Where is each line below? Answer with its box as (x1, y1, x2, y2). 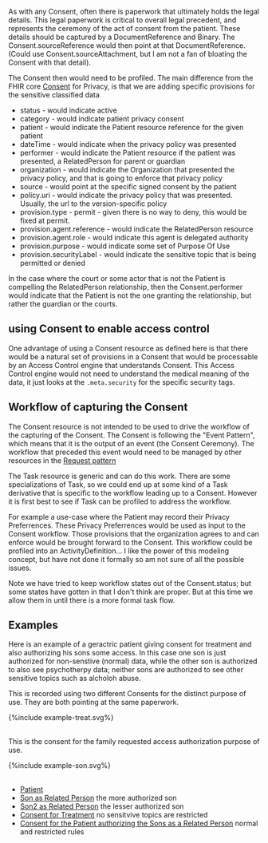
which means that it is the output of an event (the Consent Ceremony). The (8, 438, 254, 448)
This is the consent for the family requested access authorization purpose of (8, 737, 260, 746)
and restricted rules (19, 827, 85, 837)
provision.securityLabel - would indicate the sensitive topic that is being (19, 250, 257, 259)
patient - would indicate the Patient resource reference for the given (19, 123, 244, 132)
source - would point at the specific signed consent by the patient (19, 182, 237, 191)
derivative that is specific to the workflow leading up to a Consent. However (8, 488, 258, 497)
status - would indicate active (19, 105, 117, 115)
